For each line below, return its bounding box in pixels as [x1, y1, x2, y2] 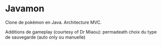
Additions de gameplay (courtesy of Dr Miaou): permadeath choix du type [5, 29, 157, 35]
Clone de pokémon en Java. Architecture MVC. [5, 19, 102, 25]
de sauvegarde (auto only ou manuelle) [5, 34, 86, 40]
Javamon [5, 3, 45, 14]
